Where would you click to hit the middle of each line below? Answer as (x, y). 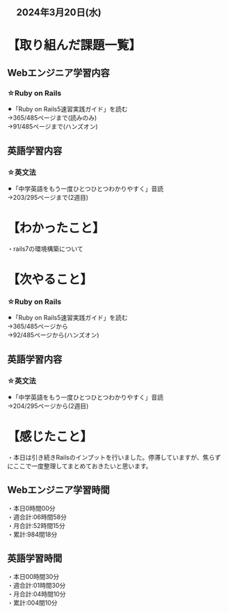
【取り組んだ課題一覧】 (74, 45)
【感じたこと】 (50, 437)
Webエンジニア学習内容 (58, 73)
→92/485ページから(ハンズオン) (53, 335)
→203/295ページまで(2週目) (48, 197)
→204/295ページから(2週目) (48, 406)
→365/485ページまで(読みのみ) (52, 118)
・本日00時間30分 (33, 576)
